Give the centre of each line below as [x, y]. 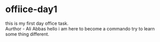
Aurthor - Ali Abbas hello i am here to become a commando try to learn [80, 28]
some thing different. [27, 34]
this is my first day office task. [37, 23]
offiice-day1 [31, 9]
